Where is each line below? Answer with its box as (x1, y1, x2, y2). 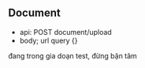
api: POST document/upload (19, 27, 112, 36)
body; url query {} (19, 36, 78, 45)
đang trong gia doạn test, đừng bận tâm (8, 51, 138, 60)
